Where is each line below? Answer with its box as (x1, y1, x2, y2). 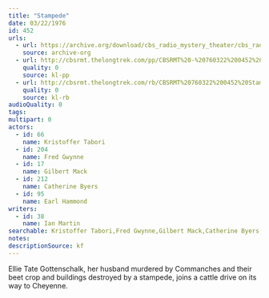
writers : (8, 205, 38, 213)
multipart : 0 (8, 116, 52, 124)
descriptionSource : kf (8, 242, 84, 250)
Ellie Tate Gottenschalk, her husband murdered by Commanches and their (8, 264, 252, 273)
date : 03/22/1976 (8, 19, 66, 27)
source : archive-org (22, 49, 91, 57)
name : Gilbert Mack (22, 168, 88, 176)
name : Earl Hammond (22, 197, 88, 205)
